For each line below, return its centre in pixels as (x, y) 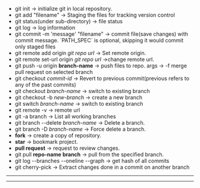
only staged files (35, 47)
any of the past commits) (45, 85)
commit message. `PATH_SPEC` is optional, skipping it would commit (99, 40)
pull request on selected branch (54, 72)
